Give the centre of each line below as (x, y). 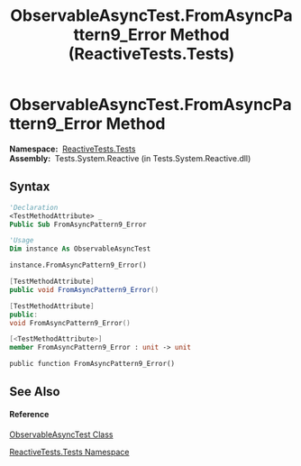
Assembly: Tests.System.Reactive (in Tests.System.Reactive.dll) (130, 158)
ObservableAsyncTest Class (61, 434)
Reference (29, 415)
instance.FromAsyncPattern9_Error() (78, 265)
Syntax (30, 187)
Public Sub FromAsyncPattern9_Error (78, 224)
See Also (35, 392)
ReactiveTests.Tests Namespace (69, 452)
